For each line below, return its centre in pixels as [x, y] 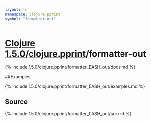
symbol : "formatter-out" [30, 19]
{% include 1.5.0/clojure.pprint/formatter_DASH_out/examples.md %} [75, 86]
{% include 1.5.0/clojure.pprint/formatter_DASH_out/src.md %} [68, 114]
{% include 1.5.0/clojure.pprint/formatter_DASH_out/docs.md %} [70, 67]
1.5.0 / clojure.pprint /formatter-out [76, 53]
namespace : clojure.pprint [33, 14]
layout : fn [16, 10]
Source [16, 102]
